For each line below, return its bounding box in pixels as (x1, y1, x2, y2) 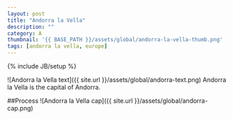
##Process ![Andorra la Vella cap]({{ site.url (7, 97, 133, 105)
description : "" (7, 23, 54, 30)
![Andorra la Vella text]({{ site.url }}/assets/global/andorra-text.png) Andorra (7, 76, 227, 84)
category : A (7, 29, 42, 37)
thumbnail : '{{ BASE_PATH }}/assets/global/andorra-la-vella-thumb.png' (7, 36, 223, 43)
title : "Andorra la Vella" (7, 17, 86, 24)
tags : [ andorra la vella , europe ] (7, 43, 108, 50)
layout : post (7, 10, 45, 17)
